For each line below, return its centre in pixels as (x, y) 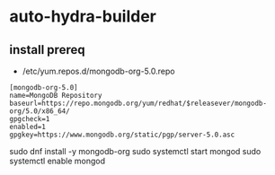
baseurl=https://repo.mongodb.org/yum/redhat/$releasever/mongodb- (138, 103)
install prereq (47, 50)
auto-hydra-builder (83, 17)
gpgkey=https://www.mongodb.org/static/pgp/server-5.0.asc (122, 135)
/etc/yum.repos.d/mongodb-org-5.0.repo (98, 71)
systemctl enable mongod (58, 161)
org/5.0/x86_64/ (40, 111)
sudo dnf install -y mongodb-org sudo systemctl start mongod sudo (135, 151)
